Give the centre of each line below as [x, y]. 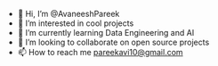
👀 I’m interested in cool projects [76, 23]
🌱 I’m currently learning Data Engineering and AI [106, 33]
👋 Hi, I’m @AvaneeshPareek [69, 14]
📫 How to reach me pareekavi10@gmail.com [101, 52]
